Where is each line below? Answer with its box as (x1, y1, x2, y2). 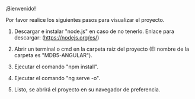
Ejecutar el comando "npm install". (14, 63, 99, 70)
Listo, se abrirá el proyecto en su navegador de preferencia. (14, 86, 161, 93)
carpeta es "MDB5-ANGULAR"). (14, 52, 92, 58)
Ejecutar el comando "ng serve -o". (14, 75, 101, 81)
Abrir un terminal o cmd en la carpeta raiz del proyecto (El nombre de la (14, 45, 189, 52)
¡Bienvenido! (5, 5, 36, 12)
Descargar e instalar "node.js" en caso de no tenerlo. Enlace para (14, 28, 174, 35)
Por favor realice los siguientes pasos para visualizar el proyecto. (5, 16, 165, 23)
